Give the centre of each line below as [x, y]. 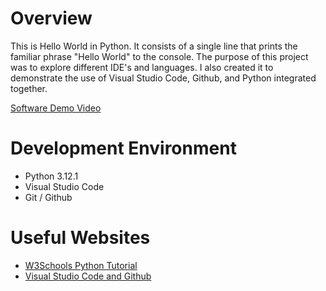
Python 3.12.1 [51, 176]
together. [29, 88]
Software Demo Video [56, 108]
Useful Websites [80, 238]
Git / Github [48, 197]
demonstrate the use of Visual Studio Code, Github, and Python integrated [163, 78]
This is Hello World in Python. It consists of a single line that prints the [154, 46]
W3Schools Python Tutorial [81, 265]
